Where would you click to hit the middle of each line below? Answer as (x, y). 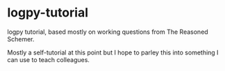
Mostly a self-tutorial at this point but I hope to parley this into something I (113, 52)
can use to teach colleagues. (49, 59)
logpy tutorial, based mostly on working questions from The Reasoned (108, 32)
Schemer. (21, 39)
